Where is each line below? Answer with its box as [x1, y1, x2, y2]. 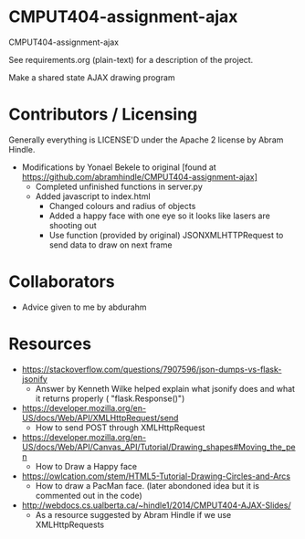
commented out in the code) [35, 490, 142, 501]
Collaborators [8, 271, 115, 292]
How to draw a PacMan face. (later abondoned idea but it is [35, 480, 259, 491]
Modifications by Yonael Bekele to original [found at [21, 162, 216, 173]
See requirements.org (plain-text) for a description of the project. [8, 54, 254, 65]
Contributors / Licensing [8, 104, 198, 125]
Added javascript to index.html [35, 190, 152, 202]
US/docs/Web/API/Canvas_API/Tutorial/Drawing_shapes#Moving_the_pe [21, 441, 296, 452]
